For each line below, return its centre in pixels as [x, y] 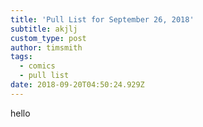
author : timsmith [46, 47]
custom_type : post [48, 38]
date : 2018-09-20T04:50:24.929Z [77, 85]
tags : [21, 57]
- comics [37, 66]
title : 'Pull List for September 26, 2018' [102, 19]
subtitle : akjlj [44, 29]
